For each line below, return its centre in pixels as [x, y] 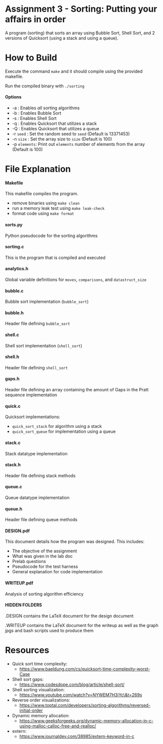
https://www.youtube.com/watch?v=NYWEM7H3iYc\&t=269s [81, 695]
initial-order [31, 710]
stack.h [13, 465]
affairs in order [36, 19]
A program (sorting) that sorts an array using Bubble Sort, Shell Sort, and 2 [80, 33]
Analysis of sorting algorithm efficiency [44, 594]
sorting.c [15, 247]
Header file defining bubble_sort [38, 323]
